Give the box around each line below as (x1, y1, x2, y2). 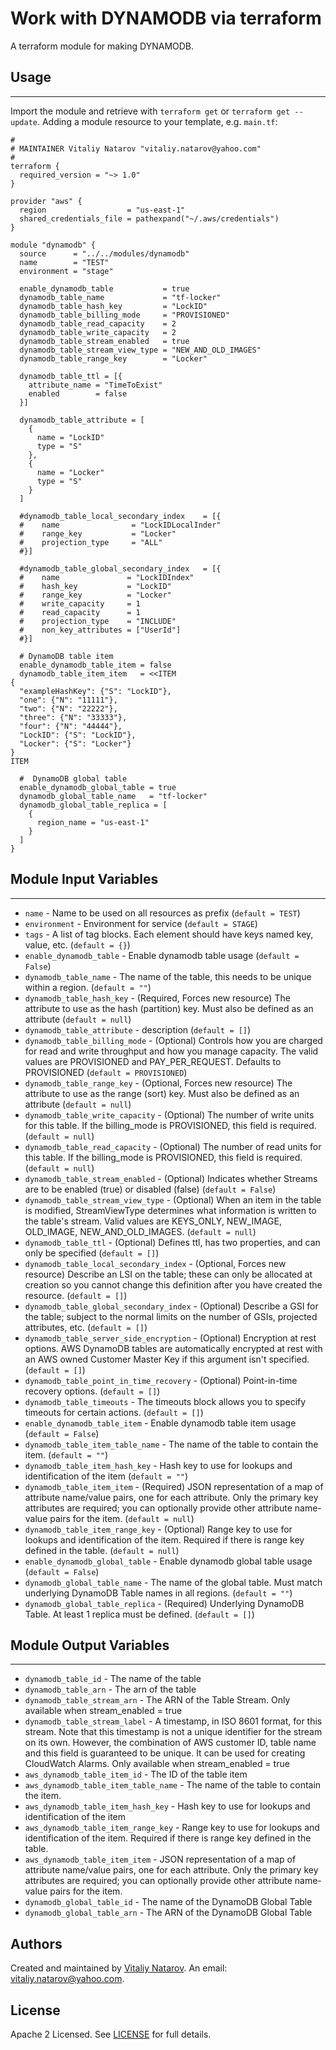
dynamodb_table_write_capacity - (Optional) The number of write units (24, 1108, 315, 1121)
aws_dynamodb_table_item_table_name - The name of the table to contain (24, 1779, 322, 1791)
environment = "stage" (19, 266, 114, 276)
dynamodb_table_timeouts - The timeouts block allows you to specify (24, 1395, 307, 1407)
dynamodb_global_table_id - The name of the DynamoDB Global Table (24, 1896, 313, 1908)
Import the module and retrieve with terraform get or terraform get (10, 105, 291, 117)
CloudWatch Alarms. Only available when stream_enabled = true (24, 1758, 290, 1770)
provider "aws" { (10, 196, 83, 206)
